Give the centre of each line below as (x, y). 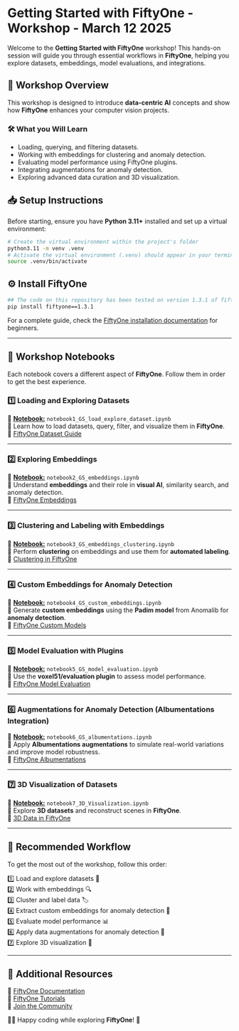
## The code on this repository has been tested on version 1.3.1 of (113, 300)
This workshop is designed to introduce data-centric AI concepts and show (119, 102)
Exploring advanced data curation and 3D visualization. (99, 177)
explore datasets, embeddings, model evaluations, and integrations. (107, 63)
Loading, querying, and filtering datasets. (78, 147)
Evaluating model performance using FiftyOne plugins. (97, 162)
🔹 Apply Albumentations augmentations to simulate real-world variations (116, 744)
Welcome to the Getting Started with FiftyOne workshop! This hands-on (114, 48)
